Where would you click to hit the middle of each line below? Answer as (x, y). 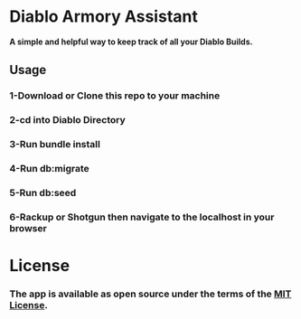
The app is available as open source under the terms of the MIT (150, 294)
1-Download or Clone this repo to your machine (115, 96)
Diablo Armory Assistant (104, 17)
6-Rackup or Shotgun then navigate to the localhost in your (142, 217)
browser (28, 228)
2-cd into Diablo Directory (68, 120)
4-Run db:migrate (50, 169)
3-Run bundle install (55, 145)
